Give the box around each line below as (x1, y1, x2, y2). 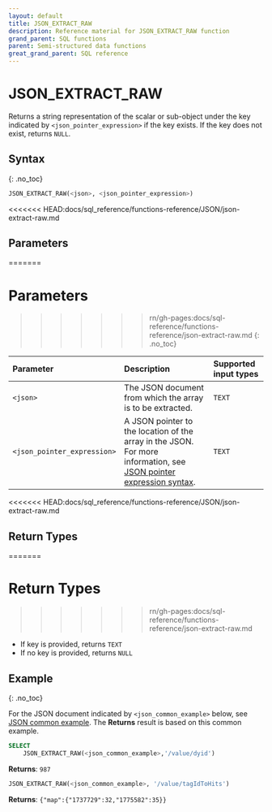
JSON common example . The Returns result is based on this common (8, 717, 242, 727)
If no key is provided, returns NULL (19, 648, 134, 658)
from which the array (124, 392, 204, 404)
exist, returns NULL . (8, 128, 71, 138)
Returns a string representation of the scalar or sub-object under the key (8, 111, 251, 121)
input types (213, 369, 259, 380)
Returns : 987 (8, 764, 51, 774)
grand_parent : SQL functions (8, 34, 107, 43)
